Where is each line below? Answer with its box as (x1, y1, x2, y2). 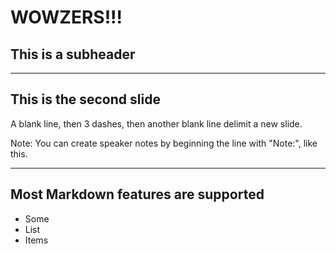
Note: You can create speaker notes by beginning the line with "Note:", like (10, 137, 318, 149)
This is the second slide (10, 91, 161, 108)
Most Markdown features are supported (10, 186, 265, 203)
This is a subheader (10, 46, 136, 63)
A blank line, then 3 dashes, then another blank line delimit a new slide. (10, 117, 303, 130)
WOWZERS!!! (10, 6, 123, 29)
